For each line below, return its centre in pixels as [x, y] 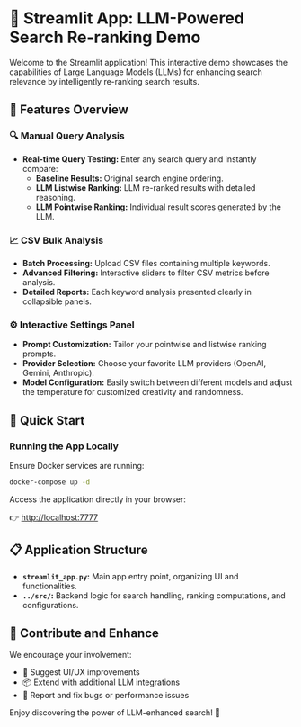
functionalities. [50, 586]
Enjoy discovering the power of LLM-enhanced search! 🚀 [115, 713]
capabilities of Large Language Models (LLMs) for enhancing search [136, 72]
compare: [40, 168]
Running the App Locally [64, 446]
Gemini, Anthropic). [58, 373]
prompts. [39, 354]
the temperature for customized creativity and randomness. [133, 392]
